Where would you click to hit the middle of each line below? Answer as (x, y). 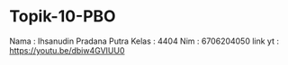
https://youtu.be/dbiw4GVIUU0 (67, 50)
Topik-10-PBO (63, 16)
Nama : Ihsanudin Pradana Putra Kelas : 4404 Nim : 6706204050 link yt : (144, 41)
